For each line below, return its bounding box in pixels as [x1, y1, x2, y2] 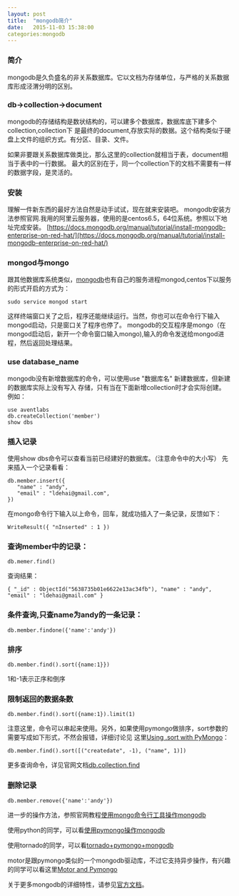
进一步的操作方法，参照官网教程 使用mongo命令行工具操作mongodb [7, 810, 206, 819]
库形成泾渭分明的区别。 [7, 81, 76, 90]
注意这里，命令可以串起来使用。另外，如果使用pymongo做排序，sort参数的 [7, 724, 228, 733]
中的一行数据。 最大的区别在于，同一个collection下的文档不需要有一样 [26, 158, 232, 168]
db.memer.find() [7, 558, 56, 565]
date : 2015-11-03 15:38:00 [7, 24, 94, 31]
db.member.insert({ [7, 478, 66, 485]
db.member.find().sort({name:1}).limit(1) [7, 711, 136, 718]
